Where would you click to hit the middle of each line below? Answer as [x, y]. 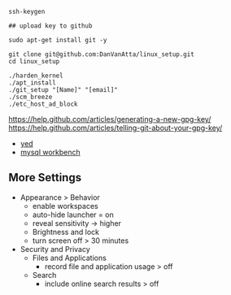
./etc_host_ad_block [44, 104]
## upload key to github [50, 26]
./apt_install [33, 83]
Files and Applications [70, 258]
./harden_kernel [36, 76]
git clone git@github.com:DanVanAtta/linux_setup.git [102, 54]
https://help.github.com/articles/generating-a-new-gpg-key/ [110, 119]
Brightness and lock [66, 232]
